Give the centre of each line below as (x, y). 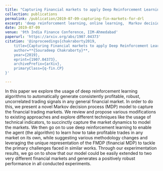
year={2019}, (27, 55)
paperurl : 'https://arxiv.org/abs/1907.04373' (53, 37)
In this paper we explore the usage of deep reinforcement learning (71, 91)
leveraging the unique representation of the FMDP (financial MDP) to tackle (80, 143)
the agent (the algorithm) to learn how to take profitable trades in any (74, 133)
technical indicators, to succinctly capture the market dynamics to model (78, 122)
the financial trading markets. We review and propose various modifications (81, 112)
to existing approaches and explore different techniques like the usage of (78, 117)
